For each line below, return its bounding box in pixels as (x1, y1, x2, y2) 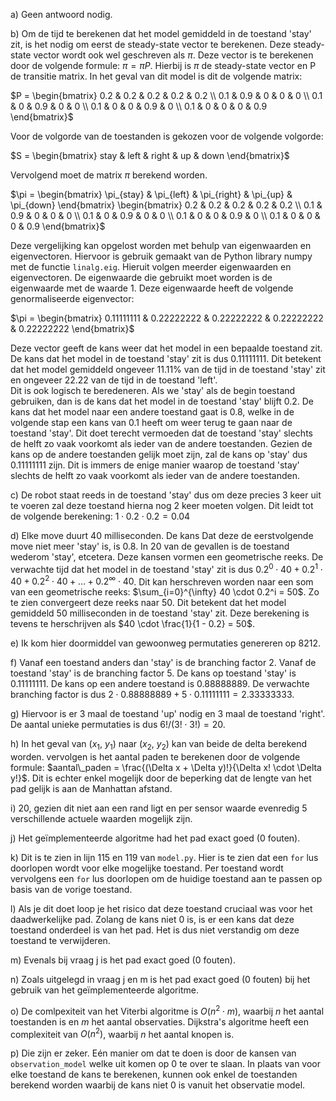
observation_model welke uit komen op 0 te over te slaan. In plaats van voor (10, 1058, 321, 1070)
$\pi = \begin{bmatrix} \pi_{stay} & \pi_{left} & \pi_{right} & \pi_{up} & (10, 189, 293, 200)
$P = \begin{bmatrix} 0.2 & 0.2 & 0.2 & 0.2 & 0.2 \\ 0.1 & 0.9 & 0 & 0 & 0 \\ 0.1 (10, 90, 323, 101)
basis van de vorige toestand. (10, 884, 133, 896)
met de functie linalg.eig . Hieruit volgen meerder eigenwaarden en (10, 261, 292, 273)
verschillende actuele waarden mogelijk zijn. (10, 813, 193, 825)
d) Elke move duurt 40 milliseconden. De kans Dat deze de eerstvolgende (10, 530, 314, 541)
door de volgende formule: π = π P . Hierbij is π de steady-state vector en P (10, 60, 317, 71)
